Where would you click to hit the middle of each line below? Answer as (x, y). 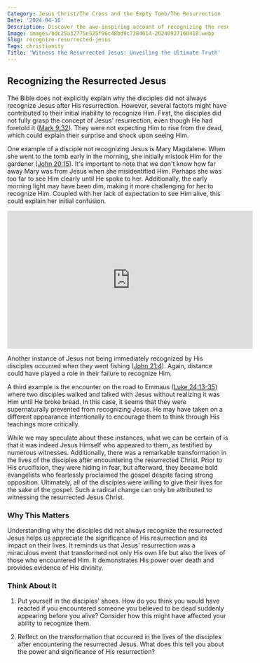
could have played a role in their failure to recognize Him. (90, 373)
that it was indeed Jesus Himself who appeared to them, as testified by (110, 445)
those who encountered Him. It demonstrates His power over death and (111, 560)
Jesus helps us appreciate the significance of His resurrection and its (108, 538)
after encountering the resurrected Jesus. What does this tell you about (121, 644)
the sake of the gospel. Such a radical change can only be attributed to (110, 489)
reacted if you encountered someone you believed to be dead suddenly (121, 608)
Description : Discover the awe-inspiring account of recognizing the (111, 27)
